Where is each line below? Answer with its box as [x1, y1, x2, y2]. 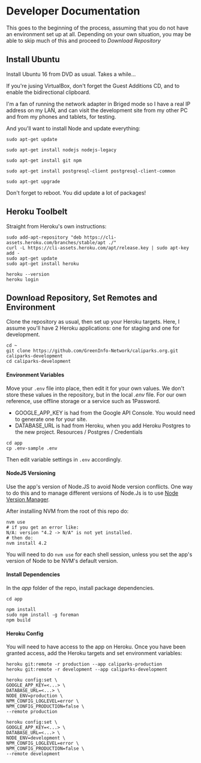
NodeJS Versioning [6, 469, 56, 477]
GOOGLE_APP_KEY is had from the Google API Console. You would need [14, 409, 196, 416]
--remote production [6, 709, 58, 715]
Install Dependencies [6, 571, 61, 578]
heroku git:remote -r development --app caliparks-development [6, 667, 168, 673]
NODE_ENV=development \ [6, 735, 66, 741]
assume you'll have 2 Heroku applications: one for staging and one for [6, 324, 180, 332]
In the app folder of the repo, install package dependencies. [6, 584, 155, 591]
